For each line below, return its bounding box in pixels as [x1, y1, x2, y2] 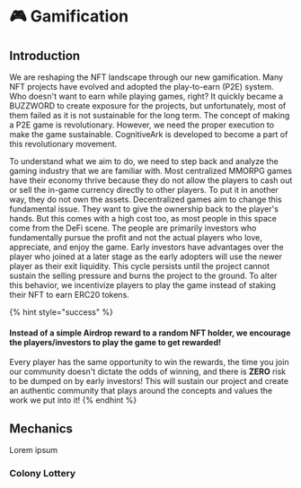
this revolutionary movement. [9, 139, 118, 149]
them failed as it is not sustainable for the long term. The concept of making [9, 110, 290, 120]
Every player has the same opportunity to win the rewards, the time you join [9, 357, 289, 368]
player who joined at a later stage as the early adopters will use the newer [9, 251, 283, 262]
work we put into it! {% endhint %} [9, 395, 137, 405]
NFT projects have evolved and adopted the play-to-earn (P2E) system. [9, 82, 274, 91]
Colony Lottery [9, 466, 76, 479]
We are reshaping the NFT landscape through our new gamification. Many [9, 72, 284, 83]
